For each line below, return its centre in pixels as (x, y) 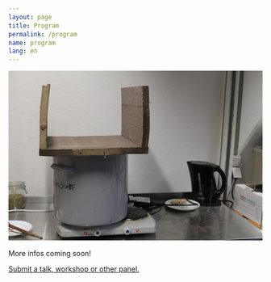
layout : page (30, 17)
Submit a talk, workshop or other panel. (74, 269)
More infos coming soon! (50, 254)
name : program (32, 43)
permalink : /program (43, 34)
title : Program (34, 25)
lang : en (23, 51)
